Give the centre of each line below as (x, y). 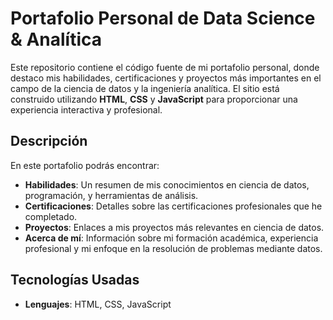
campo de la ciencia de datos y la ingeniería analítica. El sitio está (145, 88)
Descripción (49, 141)
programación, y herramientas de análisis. (111, 195)
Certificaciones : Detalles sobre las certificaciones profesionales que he (173, 206)
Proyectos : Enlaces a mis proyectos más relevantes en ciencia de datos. (174, 227)
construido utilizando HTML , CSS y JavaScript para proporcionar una (154, 99)
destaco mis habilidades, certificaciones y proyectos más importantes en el (166, 78)
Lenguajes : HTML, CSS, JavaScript (98, 304)
